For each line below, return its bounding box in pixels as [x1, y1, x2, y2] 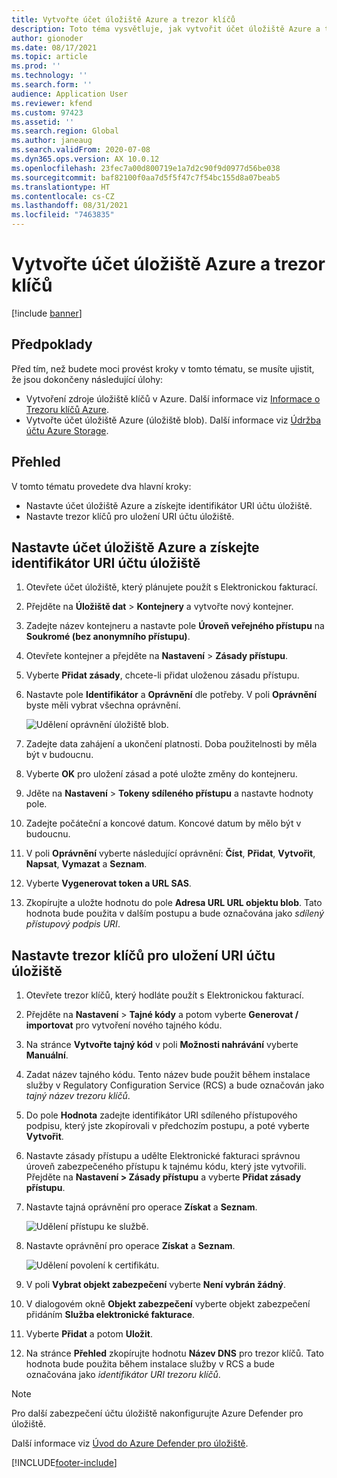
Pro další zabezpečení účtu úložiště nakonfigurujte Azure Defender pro [11, 1407, 304, 1420]
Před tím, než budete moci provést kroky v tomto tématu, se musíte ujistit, [11, 362, 315, 375]
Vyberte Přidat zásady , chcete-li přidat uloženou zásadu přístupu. [25, 669, 300, 681]
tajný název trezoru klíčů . [25, 1090, 131, 1102]
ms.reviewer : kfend [11, 98, 93, 108]
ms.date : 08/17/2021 [11, 42, 98, 53]
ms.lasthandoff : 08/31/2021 [11, 201, 129, 211]
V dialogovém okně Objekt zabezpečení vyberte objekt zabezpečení [25, 1298, 311, 1310]
